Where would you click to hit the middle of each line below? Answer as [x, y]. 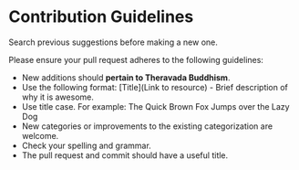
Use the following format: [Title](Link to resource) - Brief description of [155, 87]
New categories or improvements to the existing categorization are [147, 126]
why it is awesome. [58, 97]
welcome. [40, 135]
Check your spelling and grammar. [86, 145]
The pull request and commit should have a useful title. [125, 155]
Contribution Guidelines [101, 17]
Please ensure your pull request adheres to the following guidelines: [136, 59]
